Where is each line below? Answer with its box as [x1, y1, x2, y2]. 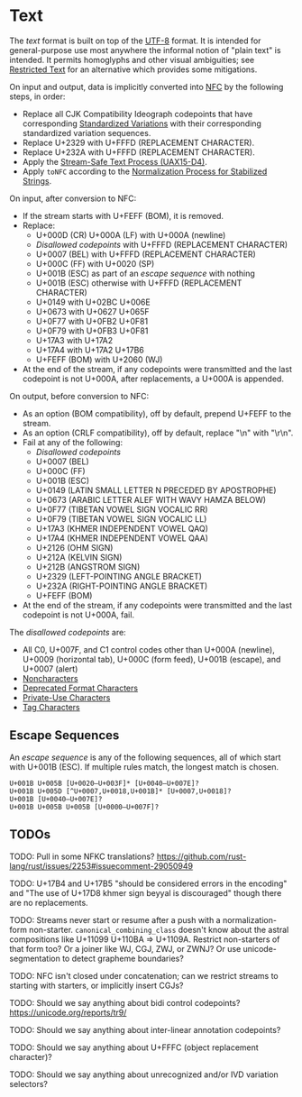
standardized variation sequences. [22, 127, 151, 138]
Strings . [22, 175, 52, 186]
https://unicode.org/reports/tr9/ [9, 1007, 127, 1018]
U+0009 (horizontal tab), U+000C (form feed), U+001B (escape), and [22, 654, 281, 664]
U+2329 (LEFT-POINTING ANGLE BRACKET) [35, 571, 203, 581]
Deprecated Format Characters [22, 682, 138, 693]
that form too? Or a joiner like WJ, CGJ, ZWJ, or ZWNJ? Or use [9, 943, 242, 954]
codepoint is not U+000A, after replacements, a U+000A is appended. [22, 373, 284, 384]
